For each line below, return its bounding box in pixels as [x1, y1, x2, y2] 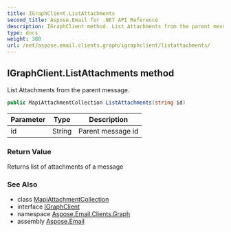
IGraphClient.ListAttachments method [7, 67, 175, 79]
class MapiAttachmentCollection [16, 196, 109, 204]
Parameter [10, 114, 46, 124]
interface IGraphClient [16, 202, 80, 211]
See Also [7, 180, 38, 189]
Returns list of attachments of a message [7, 162, 124, 171]
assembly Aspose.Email [16, 218, 85, 226]
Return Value [7, 147, 52, 156]
